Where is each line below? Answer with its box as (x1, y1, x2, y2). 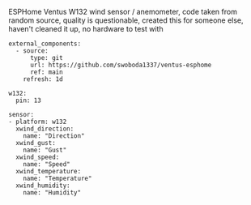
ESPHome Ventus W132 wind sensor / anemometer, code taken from (8, 7, 237, 16)
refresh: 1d (23, 75, 63, 83)
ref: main (29, 68, 63, 76)
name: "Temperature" (23, 174, 92, 182)
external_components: (8, 40, 82, 48)
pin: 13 (15, 96, 42, 105)
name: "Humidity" (23, 189, 82, 197)
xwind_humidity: (15, 182, 70, 190)
